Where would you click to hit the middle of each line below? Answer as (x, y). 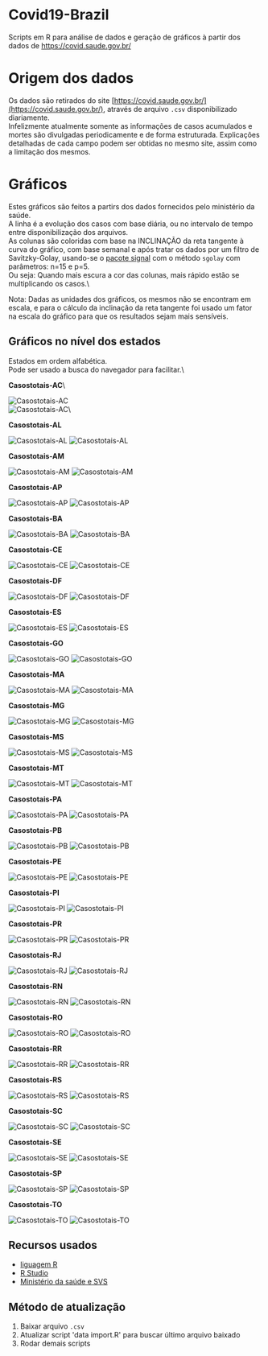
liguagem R (39, 1264)
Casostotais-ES (35, 612)
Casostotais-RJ (35, 954)
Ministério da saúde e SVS (64, 1282)
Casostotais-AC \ (37, 385)
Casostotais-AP (35, 487)
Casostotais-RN (35, 986)
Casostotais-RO (35, 1017)
